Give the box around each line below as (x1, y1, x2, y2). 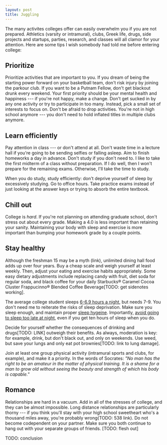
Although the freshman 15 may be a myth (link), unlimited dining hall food (5, 257, 156, 263)
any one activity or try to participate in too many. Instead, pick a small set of (5, 101, 161, 107)
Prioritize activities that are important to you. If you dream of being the (5, 74, 150, 80)
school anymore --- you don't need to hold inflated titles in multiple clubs (5, 112, 156, 118)
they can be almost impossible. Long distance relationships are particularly (5, 404, 159, 410)
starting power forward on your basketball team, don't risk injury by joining (5, 80, 159, 86)
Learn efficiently (5, 131, 58, 140)
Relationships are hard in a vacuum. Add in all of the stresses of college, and (5, 399, 163, 405)
